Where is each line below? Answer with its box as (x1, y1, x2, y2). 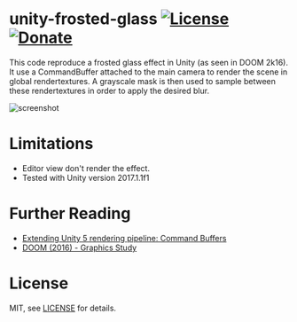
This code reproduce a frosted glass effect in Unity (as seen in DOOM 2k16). (9, 57, 288, 67)
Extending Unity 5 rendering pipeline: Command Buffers (21, 232, 227, 243)
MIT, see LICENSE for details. (9, 302, 117, 313)
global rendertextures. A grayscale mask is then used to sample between (9, 75, 277, 86)
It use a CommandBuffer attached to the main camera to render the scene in (9, 67, 288, 77)
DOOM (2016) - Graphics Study (21, 242, 137, 253)
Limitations (9, 134, 94, 154)
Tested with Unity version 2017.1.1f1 (21, 172, 150, 183)
